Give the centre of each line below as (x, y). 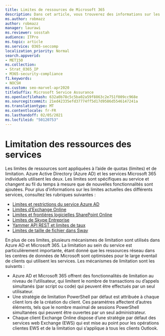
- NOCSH (13, 83)
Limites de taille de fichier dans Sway (50, 230)
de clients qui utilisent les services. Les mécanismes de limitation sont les (80, 261)
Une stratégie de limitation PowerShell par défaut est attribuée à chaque (86, 297)
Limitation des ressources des (68, 144)
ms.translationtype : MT (30, 106)
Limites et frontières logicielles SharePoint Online (62, 215)
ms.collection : (21, 65)
